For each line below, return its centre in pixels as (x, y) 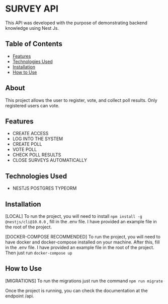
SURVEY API (32, 9)
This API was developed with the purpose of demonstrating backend (76, 23)
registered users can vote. (32, 105)
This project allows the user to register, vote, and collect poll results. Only (81, 100)
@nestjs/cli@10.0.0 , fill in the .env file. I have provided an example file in (81, 222)
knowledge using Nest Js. (32, 28)
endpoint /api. (20, 296)
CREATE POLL (27, 144)
